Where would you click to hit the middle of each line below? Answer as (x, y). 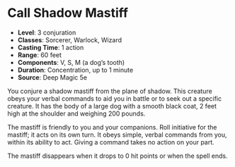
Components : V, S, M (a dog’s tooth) (71, 62)
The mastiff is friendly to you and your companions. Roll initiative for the (112, 127)
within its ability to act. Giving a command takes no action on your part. (111, 142)
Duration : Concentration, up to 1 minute (75, 70)
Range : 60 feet (40, 55)
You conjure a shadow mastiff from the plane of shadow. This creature (110, 91)
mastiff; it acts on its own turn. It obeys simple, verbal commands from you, (117, 135)
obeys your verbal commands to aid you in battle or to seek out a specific (114, 98)
